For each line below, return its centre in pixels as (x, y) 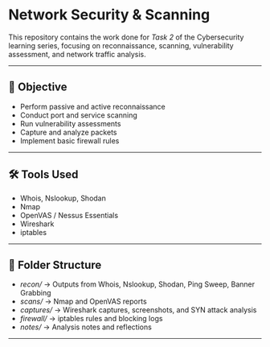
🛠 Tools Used (43, 175)
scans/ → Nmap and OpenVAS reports (83, 302)
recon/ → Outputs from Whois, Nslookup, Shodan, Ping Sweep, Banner (137, 284)
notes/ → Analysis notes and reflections (86, 327)
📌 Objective (38, 87)
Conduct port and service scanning (79, 115)
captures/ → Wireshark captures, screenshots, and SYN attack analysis (138, 310)
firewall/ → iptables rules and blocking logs (91, 319)
